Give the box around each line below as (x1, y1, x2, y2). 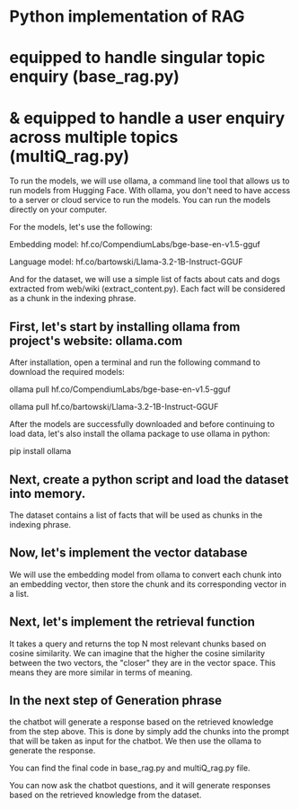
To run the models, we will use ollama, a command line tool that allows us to (9, 175, 290, 186)
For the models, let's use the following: (9, 222, 153, 233)
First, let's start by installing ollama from (9, 319, 241, 334)
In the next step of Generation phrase (9, 692, 223, 707)
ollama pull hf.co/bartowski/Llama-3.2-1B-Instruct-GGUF (9, 402, 219, 413)
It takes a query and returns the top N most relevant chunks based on (9, 638, 267, 649)
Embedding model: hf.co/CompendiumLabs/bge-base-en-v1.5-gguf (9, 239, 260, 250)
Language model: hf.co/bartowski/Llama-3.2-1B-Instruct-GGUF (9, 256, 244, 267)
